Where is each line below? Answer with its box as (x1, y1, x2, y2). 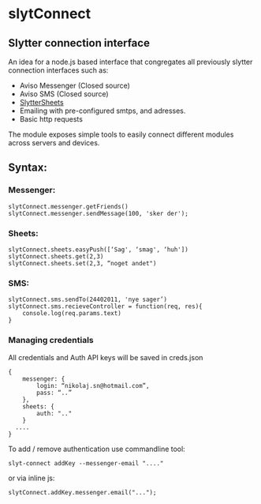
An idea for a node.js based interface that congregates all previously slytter (8, 57, 253, 66)
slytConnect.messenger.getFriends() (8, 202, 129, 210)
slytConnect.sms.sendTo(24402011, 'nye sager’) (8, 295, 168, 304)
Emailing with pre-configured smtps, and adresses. (19, 106, 186, 115)
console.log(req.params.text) (22, 310, 122, 318)
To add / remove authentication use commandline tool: (8, 444, 185, 453)
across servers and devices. (8, 138, 100, 147)
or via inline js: (8, 473, 55, 483)
